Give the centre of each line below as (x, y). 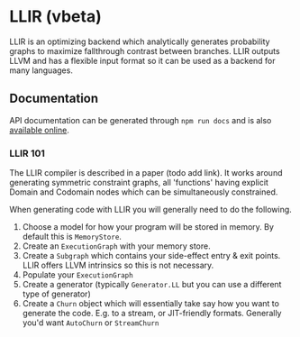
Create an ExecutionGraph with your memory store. (116, 246)
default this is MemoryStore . (72, 237)
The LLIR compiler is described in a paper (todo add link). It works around (146, 173)
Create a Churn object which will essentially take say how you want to (150, 304)
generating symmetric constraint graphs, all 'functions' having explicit (139, 183)
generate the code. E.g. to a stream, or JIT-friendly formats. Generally (152, 314)
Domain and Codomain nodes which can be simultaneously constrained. (144, 192)
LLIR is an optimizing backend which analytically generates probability (140, 41)
